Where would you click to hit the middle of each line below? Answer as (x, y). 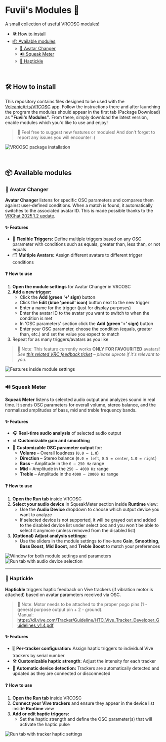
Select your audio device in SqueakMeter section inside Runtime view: (85, 504)
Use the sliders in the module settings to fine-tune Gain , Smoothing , (89, 541)
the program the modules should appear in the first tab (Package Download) (83, 112)
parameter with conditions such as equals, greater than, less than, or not (86, 244)
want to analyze (36, 514)
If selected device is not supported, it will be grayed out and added (88, 520)
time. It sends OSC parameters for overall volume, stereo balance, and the (81, 405)
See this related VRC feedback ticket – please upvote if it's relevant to (88, 354)
